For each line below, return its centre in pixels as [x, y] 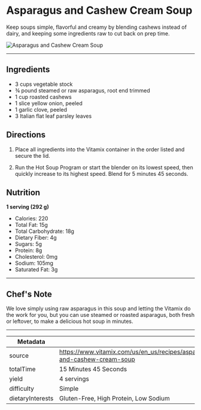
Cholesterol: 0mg [36, 257]
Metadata [31, 342]
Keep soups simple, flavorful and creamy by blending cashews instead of [97, 27]
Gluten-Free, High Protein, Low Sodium [115, 399]
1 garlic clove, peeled [41, 109]
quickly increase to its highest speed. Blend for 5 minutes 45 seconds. [101, 173]
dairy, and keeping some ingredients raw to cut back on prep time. [88, 33]
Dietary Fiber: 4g [36, 238]
